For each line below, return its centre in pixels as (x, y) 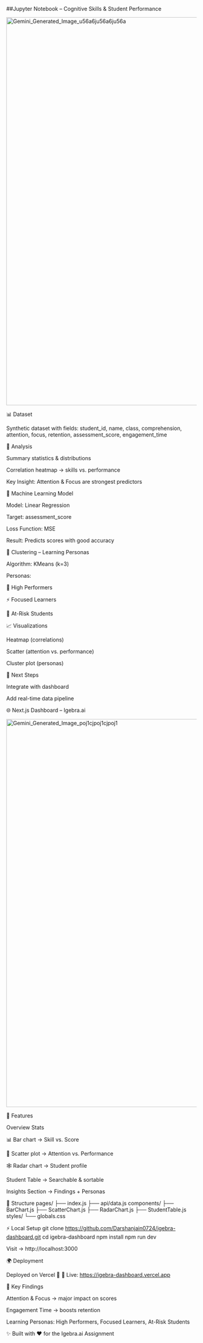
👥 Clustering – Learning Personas (48, 552)
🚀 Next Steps (23, 675)
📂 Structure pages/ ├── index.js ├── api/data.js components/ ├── (90, 1203)
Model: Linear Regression (38, 505)
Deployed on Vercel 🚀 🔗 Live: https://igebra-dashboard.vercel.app (89, 1275)
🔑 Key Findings (25, 1287)
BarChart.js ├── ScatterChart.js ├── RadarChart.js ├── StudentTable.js (96, 1210)
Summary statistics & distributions (49, 458)
